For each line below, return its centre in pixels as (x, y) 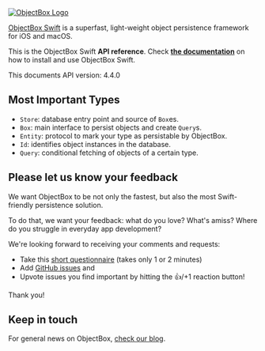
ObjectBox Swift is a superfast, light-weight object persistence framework (129, 28)
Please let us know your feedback (93, 177)
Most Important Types (64, 100)
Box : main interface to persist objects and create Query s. (111, 127)
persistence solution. (69, 205)
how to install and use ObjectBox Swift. (72, 60)
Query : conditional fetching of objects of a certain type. (109, 153)
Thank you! (26, 295)
